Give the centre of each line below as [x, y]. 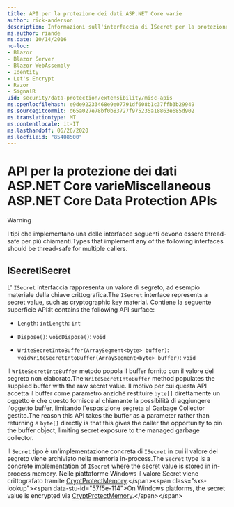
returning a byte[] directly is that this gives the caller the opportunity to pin [115, 423]
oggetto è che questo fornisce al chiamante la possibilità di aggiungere [109, 401]
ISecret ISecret [39, 270]
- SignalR [22, 91]
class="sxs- [189, 481]
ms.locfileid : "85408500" [45, 137]
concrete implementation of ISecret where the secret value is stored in [109, 466]
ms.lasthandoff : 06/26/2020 [48, 130]
